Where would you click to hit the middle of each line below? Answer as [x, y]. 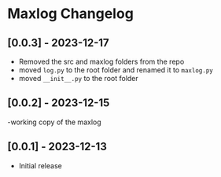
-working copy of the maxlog [54, 122]
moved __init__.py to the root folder [78, 78]
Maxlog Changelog [71, 14]
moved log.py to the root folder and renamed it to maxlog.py [116, 70]
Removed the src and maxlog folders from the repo [101, 61]
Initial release [40, 165]
